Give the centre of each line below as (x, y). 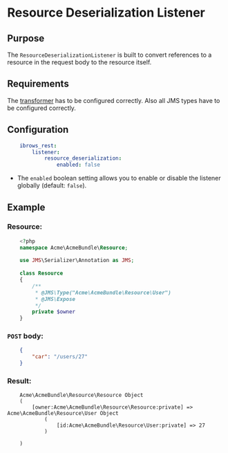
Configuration (38, 130)
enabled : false (78, 165)
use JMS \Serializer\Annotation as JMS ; (77, 261)
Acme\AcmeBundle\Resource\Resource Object (82, 396)
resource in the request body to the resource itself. (79, 62)
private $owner (54, 312)
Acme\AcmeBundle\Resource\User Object (63, 414)
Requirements (38, 84)
